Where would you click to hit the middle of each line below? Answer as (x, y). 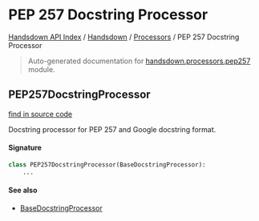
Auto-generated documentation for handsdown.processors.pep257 (139, 61)
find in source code (40, 114)
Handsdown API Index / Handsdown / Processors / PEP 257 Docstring (124, 37)
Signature (25, 148)
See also (23, 191)
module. (41, 69)
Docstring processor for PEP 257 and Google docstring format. (112, 129)
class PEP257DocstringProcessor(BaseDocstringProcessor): (107, 165)
